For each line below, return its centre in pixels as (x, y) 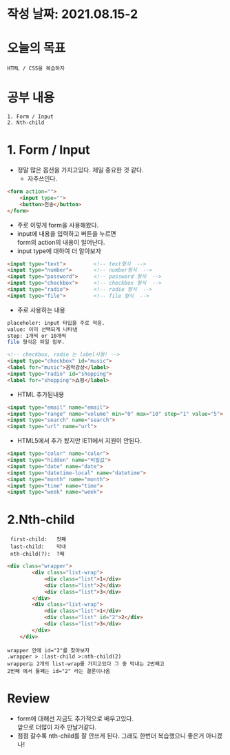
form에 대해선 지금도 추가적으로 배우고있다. (75, 718)
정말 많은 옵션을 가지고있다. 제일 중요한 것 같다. (81, 170)
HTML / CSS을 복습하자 (36, 69)
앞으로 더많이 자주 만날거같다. (57, 727)
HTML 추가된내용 (41, 394)
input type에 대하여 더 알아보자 (59, 251)
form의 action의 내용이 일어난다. (61, 242)
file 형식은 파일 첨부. (36, 342)
